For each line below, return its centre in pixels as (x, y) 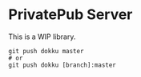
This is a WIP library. (42, 37)
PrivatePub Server (70, 15)
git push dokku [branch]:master (62, 65)
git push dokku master (46, 51)
